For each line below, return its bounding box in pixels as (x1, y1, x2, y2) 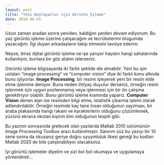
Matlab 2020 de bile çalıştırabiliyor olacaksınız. (5, 139, 102, 145)
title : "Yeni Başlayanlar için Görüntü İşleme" (5, 12, 106, 17)
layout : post (5, 7, 32, 12)
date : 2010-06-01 (5, 16, 41, 21)
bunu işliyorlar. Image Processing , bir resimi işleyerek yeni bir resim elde (5, 76, 155, 82)
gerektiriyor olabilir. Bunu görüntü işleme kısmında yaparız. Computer (5, 92, 149, 98)
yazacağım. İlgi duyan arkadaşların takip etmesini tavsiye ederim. (5, 41, 139, 47)
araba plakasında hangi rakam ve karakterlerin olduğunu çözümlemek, (5, 108, 150, 114)
